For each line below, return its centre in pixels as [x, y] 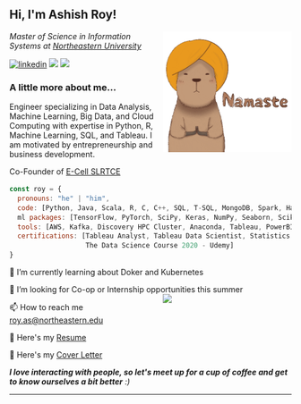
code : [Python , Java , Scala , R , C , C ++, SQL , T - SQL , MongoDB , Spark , [150, 208]
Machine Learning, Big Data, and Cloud [82, 116]
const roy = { [36, 189]
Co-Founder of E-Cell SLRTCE [65, 172]
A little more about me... [63, 87]
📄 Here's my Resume [48, 338]
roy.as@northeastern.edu [56, 320]
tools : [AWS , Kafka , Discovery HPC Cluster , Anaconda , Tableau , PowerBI [156, 227]
